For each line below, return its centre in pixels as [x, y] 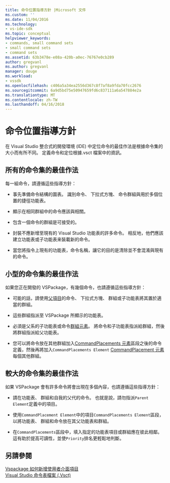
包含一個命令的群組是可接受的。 [46, 222]
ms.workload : [19, 76]
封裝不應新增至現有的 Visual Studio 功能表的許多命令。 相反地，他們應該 [88, 233]
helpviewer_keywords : [28, 39]
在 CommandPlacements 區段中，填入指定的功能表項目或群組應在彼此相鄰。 [87, 432]
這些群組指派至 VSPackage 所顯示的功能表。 [59, 315]
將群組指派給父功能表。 [37, 332]
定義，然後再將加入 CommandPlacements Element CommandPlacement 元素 [88, 349]
